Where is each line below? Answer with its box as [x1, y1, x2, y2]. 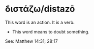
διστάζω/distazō [5, 3, 75, 15]
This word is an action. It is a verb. [5, 19, 75, 25]
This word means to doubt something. [12, 29, 90, 34]
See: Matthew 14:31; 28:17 [5, 38, 58, 44]
